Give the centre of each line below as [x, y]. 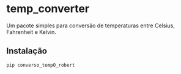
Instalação [27, 51]
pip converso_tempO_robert [41, 65]
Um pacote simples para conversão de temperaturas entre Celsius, [91, 25]
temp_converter [48, 9]
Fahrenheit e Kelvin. [31, 32]
